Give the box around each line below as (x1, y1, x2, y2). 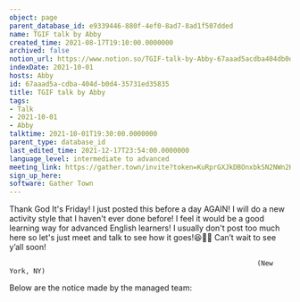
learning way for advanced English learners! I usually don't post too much (9, 222, 280, 233)
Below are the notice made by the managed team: (9, 282, 193, 293)
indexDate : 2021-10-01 (9, 63, 94, 72)
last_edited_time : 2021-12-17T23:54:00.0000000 (9, 146, 190, 155)
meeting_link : (9, 163, 62, 172)
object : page (9, 13, 58, 22)
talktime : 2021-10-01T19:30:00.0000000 (9, 130, 158, 138)
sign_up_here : (9, 171, 62, 180)
